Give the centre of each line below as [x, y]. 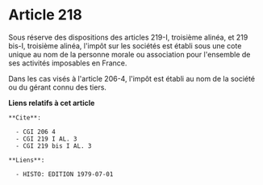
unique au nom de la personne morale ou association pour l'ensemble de [129, 54]
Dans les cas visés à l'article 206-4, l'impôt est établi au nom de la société [132, 78]
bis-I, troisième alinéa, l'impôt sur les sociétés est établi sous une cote [125, 45]
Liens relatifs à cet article [52, 103]
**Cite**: [25, 118]
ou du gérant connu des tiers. [58, 87]
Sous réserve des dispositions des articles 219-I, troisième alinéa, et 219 [128, 37]
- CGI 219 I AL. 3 [47, 139]
